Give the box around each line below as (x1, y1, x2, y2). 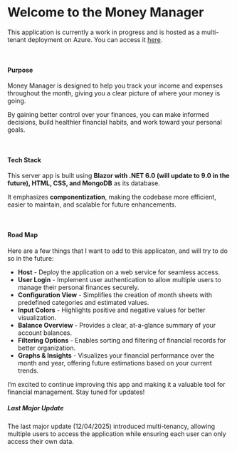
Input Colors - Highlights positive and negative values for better (17, 306, 206, 314)
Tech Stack (7, 155, 41, 164)
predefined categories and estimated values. (17, 298, 149, 306)
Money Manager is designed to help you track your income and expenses (7, 81, 223, 90)
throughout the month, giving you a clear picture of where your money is (7, 89, 221, 98)
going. (7, 97, 26, 105)
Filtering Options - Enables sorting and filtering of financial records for (17, 336, 226, 344)
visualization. (17, 313, 57, 321)
